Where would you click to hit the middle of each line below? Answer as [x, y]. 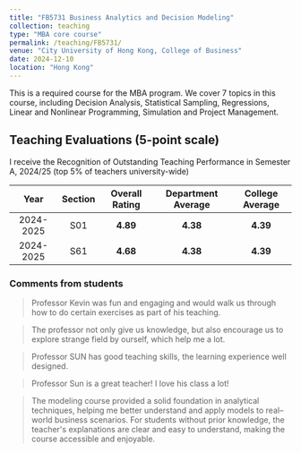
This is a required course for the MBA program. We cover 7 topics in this [142, 93]
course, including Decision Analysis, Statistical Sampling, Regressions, [140, 102]
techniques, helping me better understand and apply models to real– [157, 410]
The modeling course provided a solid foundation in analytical [145, 400]
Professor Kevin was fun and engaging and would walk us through [154, 303]
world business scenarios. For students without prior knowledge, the [158, 419]
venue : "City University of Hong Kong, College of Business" [126, 51]
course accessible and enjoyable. [93, 439]
